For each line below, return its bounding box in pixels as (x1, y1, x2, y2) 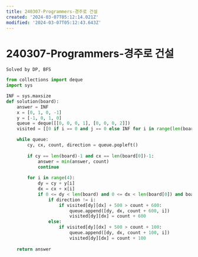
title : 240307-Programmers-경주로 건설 (6, 8, 98, 15)
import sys (6, 83, 33, 88)
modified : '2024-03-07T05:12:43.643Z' (6, 19, 101, 25)
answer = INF (16, 104, 49, 110)
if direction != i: (48, 197, 96, 203)
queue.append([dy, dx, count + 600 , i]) (69, 207, 170, 214)
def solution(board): (6, 98, 60, 104)
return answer (16, 246, 51, 252)
